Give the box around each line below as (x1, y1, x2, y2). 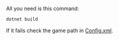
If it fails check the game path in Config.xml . (6, 26, 113, 34)
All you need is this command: (6, 5, 80, 12)
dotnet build (6, 16, 38, 22)
